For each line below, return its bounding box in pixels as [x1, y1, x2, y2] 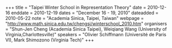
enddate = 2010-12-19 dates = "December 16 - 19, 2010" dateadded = [11, 10, 159, 16]
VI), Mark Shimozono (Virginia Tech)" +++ [5, 37, 94, 43]
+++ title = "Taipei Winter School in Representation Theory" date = [5, 5, 146, 10]
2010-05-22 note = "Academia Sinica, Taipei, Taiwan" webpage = [5, 15, 144, 21]
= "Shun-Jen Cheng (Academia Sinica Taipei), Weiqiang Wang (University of [5, 26, 167, 32]
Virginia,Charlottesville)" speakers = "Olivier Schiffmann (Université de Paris [5, 32, 167, 37]
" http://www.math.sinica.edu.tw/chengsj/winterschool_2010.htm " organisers [5, 20, 167, 27]
